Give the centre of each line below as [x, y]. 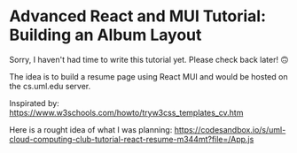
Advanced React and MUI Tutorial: [138, 16]
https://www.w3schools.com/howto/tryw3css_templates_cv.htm [126, 112]
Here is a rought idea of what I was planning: [91, 129]
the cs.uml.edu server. [50, 86]
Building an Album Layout [106, 35]
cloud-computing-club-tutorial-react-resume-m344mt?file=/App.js [132, 139]
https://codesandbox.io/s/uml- [230, 129]
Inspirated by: [34, 103]
